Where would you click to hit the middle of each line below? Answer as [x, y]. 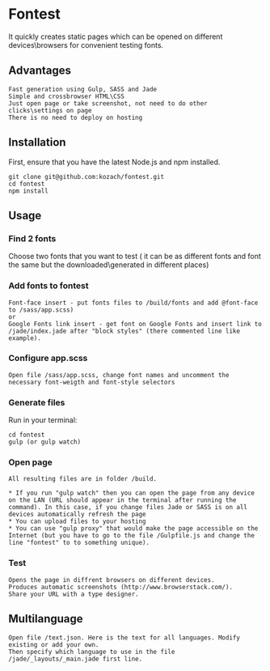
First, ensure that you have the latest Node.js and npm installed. [114, 162]
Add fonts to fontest [49, 286]
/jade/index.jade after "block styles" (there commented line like [124, 331]
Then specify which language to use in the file [92, 652]
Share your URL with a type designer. [74, 594]
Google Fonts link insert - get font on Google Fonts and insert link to [135, 324]
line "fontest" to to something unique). [79, 543]
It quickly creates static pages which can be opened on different [116, 36]
